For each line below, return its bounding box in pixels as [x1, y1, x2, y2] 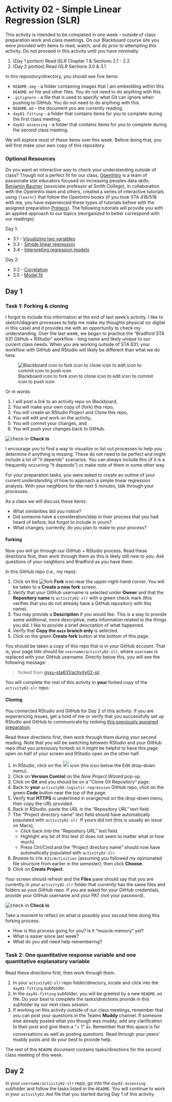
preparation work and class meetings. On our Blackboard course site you [5, 37, 160, 43]
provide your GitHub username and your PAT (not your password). [5, 892, 145, 899]
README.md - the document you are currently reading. [12, 105, 124, 111]
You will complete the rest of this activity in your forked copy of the [5, 679, 147, 686]
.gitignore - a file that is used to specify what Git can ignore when [12, 94, 154, 100]
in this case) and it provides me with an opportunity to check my [5, 325, 141, 331]
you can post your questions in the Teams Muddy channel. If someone [12, 1012, 162, 1018]
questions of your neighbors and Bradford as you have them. [5, 559, 134, 565]
